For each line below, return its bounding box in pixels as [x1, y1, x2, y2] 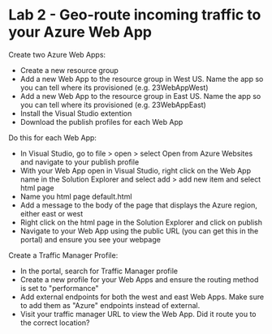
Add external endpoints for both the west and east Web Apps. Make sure [19, 292, 265, 302]
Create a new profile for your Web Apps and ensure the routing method [19, 274, 259, 285]
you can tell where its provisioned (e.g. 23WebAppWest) [19, 83, 209, 92]
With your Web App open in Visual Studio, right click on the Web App [19, 165, 252, 175]
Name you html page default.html [19, 191, 132, 201]
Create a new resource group [19, 65, 119, 75]
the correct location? [19, 318, 90, 328]
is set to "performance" [19, 283, 99, 293]
